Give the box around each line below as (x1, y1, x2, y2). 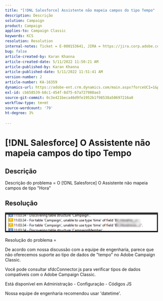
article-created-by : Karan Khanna (5, 54, 75, 59)
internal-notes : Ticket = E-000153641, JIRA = (5, 44, 101, 49)
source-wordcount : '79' (5, 105, 53, 111)
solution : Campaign (5, 18, 45, 23)
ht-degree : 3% (5, 111, 34, 115)
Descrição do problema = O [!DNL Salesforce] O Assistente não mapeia (5, 180, 148, 186)
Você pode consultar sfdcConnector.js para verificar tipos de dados (5, 266, 141, 272)
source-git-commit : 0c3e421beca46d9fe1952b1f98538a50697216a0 (5, 95, 133, 100)
